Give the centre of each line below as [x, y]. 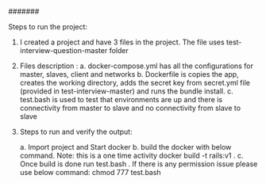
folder [119, 50]
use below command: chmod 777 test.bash [90, 172]
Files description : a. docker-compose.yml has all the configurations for [137, 66]
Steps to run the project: [48, 27]
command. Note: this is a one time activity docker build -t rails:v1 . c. [131, 155]
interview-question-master [64, 50]
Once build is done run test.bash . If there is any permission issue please [139, 164]
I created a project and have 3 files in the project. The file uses [122, 42]
